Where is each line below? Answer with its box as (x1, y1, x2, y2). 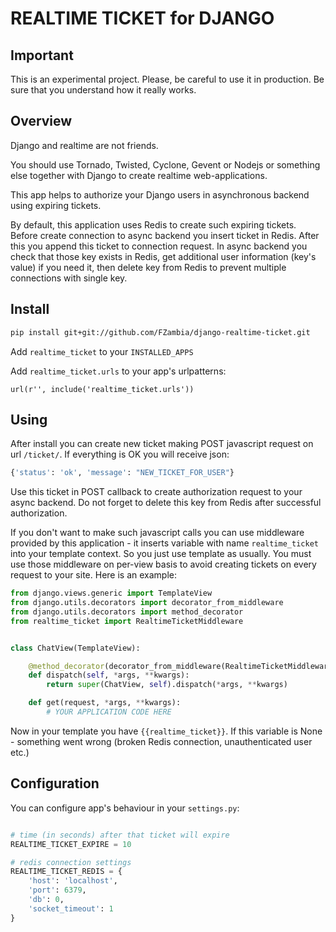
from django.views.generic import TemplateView (10, 588, 213, 599)
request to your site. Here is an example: (10, 569, 177, 581)
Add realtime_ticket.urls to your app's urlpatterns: (10, 365, 227, 377)
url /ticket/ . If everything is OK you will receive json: (10, 448, 230, 461)
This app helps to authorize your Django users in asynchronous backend (10, 188, 310, 201)
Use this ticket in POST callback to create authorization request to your (10, 486, 303, 498)
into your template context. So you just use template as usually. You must (10, 548, 312, 560)
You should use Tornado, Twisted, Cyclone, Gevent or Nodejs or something (10, 158, 321, 171)
